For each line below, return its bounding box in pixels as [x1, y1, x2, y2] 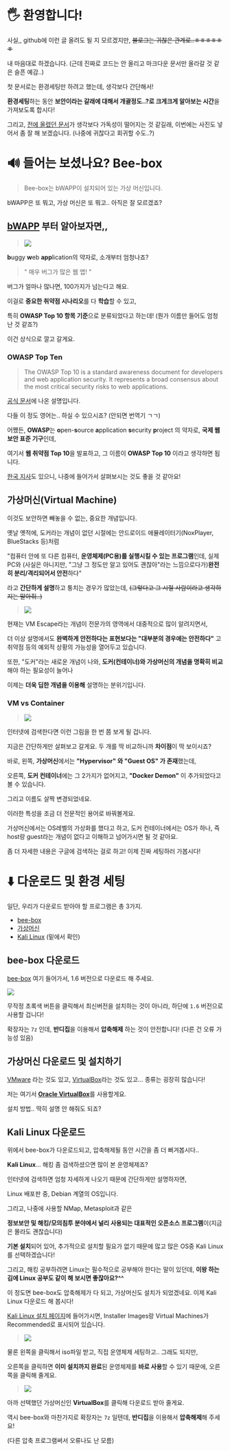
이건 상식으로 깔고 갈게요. [7, 334, 76, 342]
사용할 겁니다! [7, 1010, 45, 1018]
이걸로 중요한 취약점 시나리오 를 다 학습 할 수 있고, [7, 296, 137, 305]
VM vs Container [7, 698, 65, 708]
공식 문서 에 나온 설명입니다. [7, 396, 81, 404]
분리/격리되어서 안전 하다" [14, 569, 82, 577]
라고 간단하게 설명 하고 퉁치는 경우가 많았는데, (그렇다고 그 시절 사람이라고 [7, 583, 204, 591]
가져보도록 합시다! [7, 105, 56, 113]
